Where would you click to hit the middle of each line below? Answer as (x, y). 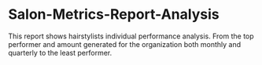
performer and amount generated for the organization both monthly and (125, 44)
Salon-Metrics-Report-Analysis (114, 14)
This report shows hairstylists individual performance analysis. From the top (131, 36)
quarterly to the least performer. (60, 52)
